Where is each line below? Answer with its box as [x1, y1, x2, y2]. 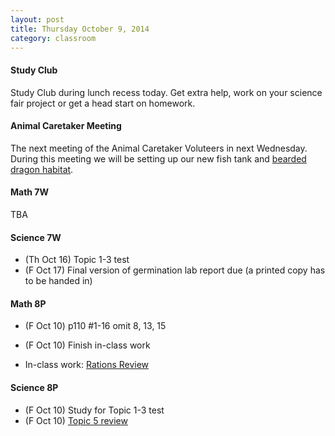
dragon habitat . [10, 163, 74, 175]
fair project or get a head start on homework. [10, 97, 196, 109]
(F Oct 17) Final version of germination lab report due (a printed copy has [24, 264, 326, 276]
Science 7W [10, 231, 62, 243]
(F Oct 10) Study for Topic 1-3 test [24, 404, 165, 416]
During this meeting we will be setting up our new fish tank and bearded [10, 152, 307, 165]
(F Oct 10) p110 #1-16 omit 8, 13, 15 [24, 320, 167, 332]
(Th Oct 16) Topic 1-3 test [24, 254, 130, 266]
